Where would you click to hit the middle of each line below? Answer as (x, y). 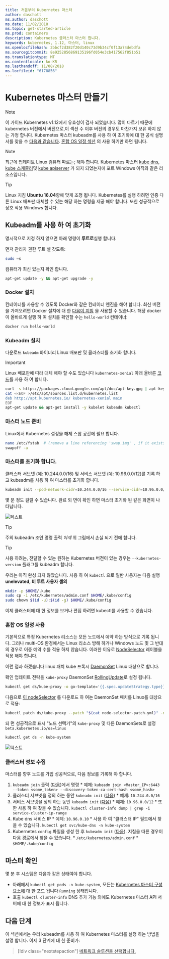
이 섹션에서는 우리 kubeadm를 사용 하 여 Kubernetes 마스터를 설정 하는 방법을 (82, 934)
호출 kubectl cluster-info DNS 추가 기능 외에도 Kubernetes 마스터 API (84, 897)
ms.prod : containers (27, 33)
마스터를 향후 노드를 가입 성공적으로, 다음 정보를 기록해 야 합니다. (69, 774)
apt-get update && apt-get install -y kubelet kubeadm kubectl (73, 407)
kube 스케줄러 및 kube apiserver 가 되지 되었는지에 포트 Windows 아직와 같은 (82, 168)
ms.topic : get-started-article (38, 29)
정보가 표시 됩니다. (51, 903)
